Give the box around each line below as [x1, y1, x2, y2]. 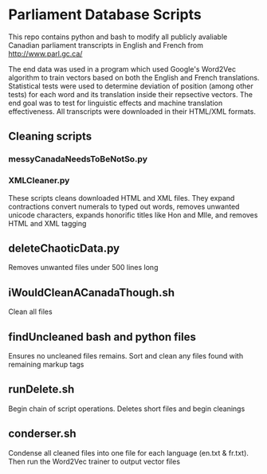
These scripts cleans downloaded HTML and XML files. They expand [8, 193, 235, 202]
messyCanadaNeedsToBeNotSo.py [8, 154, 147, 165]
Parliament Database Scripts [8, 6, 202, 24]
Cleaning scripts [8, 130, 92, 143]
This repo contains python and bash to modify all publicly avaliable [8, 32, 228, 41]
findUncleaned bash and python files [8, 330, 197, 343]
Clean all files [8, 307, 53, 316]
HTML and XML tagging [8, 218, 87, 228]
